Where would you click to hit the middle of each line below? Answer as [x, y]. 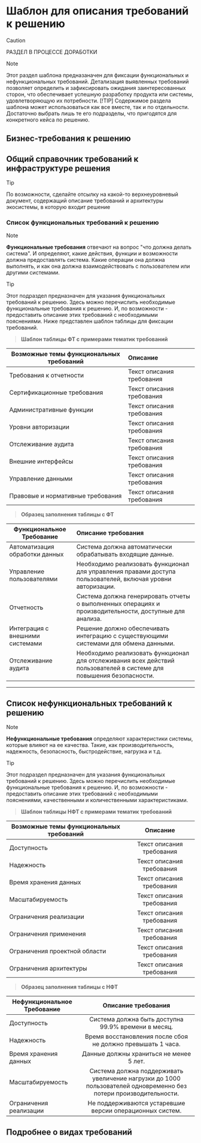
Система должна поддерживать [136, 1071]
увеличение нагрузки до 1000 [136, 1078]
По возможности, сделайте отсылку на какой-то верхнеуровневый [92, 194]
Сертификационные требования [56, 392]
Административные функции [51, 410]
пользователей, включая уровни [124, 579]
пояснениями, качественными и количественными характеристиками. [97, 800]
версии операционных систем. [136, 1111]
